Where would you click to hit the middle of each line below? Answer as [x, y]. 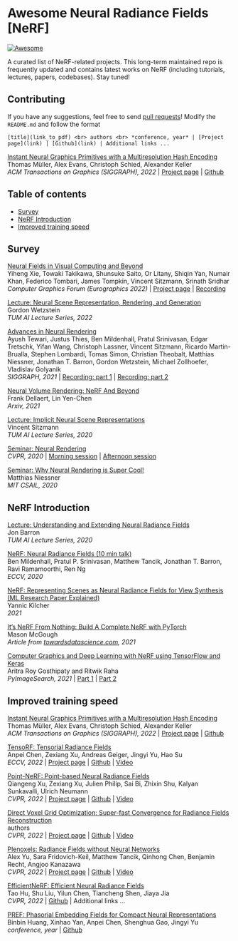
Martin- [220, 346]
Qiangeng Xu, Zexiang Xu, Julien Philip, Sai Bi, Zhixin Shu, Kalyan [103, 783]
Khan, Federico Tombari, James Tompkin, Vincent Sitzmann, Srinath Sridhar [118, 281]
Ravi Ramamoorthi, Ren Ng [47, 569]
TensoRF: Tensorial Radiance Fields [59, 747]
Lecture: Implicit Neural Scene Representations [76, 420]
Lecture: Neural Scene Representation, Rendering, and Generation [104, 303]
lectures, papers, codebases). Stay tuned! [69, 77]
